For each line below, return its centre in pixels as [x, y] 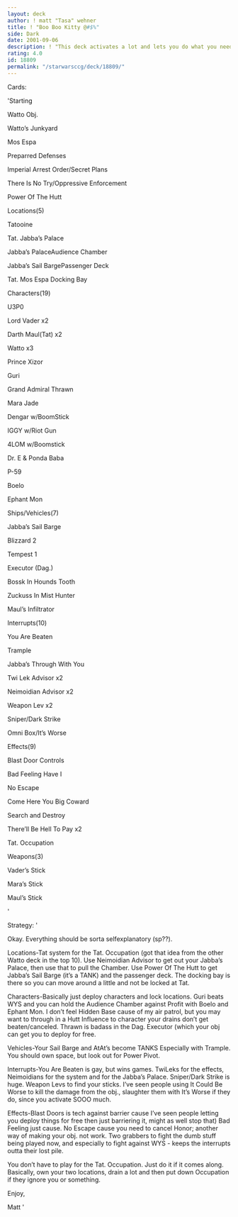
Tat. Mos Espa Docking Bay [47, 279]
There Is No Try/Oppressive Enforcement [67, 183]
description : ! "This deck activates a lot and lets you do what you [112, 47]
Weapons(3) [25, 856]
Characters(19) [29, 293]
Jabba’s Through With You [46, 664]
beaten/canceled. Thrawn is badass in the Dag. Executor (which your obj [114, 1026]
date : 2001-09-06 [33, 40]
